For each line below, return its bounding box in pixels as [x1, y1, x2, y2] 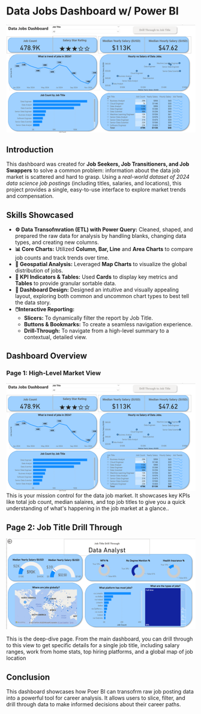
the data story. [14, 299, 51, 306]
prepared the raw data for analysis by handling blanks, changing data [14, 232, 187, 239]
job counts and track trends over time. [14, 254, 110, 261]
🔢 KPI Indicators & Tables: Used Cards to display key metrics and [14, 273, 178, 281]
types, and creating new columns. [14, 239, 99, 246]
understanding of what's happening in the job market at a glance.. [6, 504, 169, 512]
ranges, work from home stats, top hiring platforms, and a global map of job [6, 648, 193, 656]
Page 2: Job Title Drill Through [6, 522, 122, 532]
